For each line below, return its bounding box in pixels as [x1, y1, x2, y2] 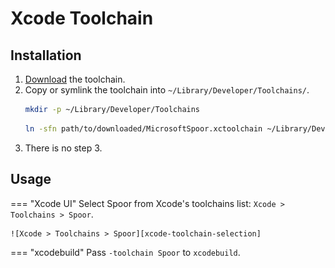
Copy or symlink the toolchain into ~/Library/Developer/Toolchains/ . [24, 84, 310, 96]
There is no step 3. [24, 142, 103, 154]
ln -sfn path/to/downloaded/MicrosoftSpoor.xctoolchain [24, 123, 263, 134]
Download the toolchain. [24, 73, 126, 85]
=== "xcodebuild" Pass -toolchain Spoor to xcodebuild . [10, 246, 241, 258]
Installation [10, 47, 82, 64]
